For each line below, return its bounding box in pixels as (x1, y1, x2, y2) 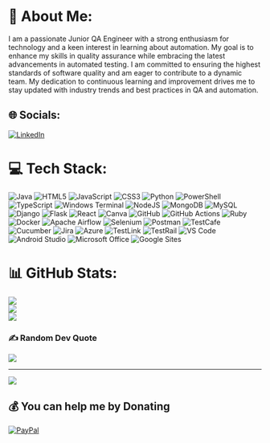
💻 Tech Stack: (8, 159, 108, 178)
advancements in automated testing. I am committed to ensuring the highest (8, 59, 261, 69)
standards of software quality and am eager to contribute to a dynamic (8, 68, 243, 77)
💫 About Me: (8, 7, 93, 26)
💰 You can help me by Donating (8, 400, 170, 413)
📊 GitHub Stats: (8, 264, 118, 282)
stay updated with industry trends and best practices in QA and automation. (8, 84, 259, 95)
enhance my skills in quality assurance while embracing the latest (8, 51, 226, 60)
